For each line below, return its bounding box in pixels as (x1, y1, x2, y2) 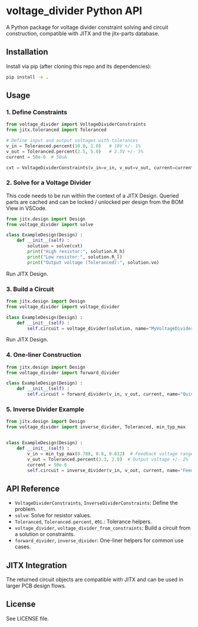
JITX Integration (6, 560, 67, 570)
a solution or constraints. (14, 531, 75, 538)
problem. (14, 505, 37, 513)
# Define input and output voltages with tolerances (6, 137, 138, 144)
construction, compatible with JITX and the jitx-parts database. (6, 29, 160, 37)
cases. (14, 543, 31, 550)
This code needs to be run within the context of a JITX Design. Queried (6, 192, 179, 199)
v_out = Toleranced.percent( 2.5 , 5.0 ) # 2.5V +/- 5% (6, 149, 144, 155)
